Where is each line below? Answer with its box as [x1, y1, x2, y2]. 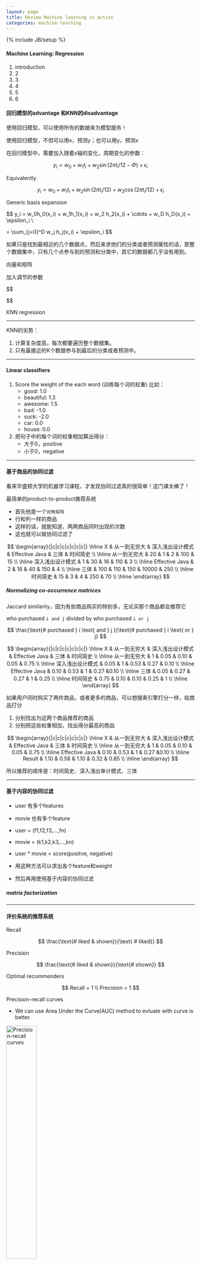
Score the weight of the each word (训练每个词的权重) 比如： [14, 380, 165, 388]
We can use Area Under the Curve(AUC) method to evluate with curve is [14, 1007, 194, 1014]
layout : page [6, 8, 39, 15]
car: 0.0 [23, 419, 43, 426]
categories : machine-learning [6, 20, 82, 26]
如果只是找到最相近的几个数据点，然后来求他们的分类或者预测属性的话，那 [6, 240, 190, 248]
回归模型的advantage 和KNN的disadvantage [6, 109, 118, 117]
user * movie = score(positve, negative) [14, 850, 113, 857]
